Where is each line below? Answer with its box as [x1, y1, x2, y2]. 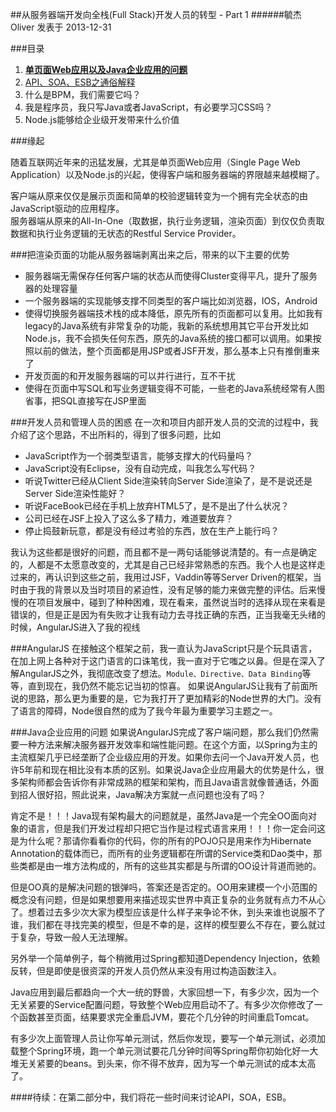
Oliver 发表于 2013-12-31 [10, 21, 112, 33]
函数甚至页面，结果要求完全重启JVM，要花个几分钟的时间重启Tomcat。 [18, 1011, 315, 1023]
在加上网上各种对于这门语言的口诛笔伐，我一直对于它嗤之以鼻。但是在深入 [10, 655, 317, 667]
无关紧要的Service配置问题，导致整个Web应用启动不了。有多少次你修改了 [10, 999, 315, 1010]
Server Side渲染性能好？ [24, 488, 127, 499]
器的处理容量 [24, 283, 78, 294]
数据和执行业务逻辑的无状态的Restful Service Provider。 [10, 228, 242, 239]
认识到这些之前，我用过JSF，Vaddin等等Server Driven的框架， [53, 571, 313, 583]
